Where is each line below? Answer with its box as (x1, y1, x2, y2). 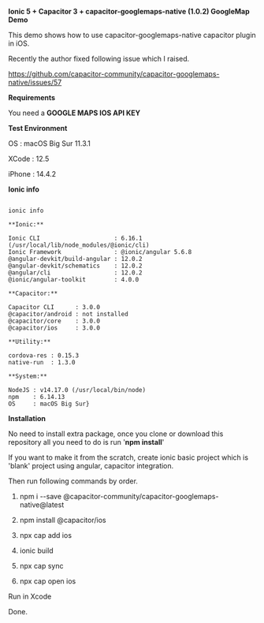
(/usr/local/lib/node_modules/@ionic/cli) (8, 241, 150, 249)
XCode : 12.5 (8, 154, 50, 163)
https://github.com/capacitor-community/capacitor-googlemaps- (8, 69, 220, 78)
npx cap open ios (19, 576, 76, 586)
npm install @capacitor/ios (19, 516, 106, 524)
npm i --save (19, 492, 61, 501)
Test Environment (8, 124, 68, 132)
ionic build (19, 546, 54, 555)
